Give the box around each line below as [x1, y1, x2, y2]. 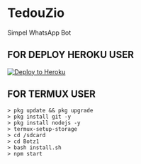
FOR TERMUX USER [7, 88, 96, 100]
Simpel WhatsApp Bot [7, 28, 72, 37]
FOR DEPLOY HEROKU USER [7, 49, 135, 61]
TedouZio [7, 5, 65, 21]
